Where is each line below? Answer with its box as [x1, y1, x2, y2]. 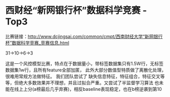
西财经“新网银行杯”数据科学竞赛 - [5, 5, 147, 16]
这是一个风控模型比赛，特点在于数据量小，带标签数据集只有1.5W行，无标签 [5, 60, 164, 66]
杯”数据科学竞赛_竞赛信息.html [5, 39, 70, 46]
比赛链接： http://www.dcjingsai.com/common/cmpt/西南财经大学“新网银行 [5, 33, 163, 39]
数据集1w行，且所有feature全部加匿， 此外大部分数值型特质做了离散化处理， [5, 67, 166, 73]
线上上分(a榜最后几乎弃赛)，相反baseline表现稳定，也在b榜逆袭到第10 [14, 86, 162, 92]
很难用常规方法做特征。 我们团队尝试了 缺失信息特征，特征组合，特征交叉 [5, 73, 160, 79]
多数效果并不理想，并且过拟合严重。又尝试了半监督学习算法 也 [27, 80, 159, 86]
